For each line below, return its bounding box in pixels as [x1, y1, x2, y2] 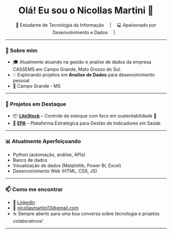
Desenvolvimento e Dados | [52, 29, 115, 35]
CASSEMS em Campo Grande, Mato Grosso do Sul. [12, 66, 121, 72]
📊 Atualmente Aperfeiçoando [5, 138, 81, 145]
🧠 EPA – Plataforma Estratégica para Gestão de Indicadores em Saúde [12, 120, 161, 126]
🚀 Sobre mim [5, 47, 37, 54]
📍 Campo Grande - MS [12, 83, 61, 89]
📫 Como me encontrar [5, 186, 63, 193]
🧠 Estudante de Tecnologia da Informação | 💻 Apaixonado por [15, 22, 157, 28]
